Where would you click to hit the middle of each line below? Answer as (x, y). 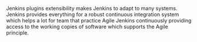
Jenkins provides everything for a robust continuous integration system (93, 14)
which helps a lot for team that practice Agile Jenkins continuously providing (99, 20)
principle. (18, 33)
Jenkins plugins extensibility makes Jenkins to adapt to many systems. (92, 8)
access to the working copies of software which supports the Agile (87, 26)
